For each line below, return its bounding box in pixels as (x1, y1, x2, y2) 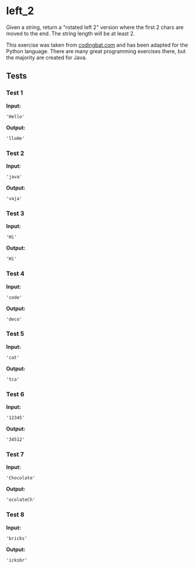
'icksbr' (6, 557, 28, 563)
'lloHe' (6, 135, 25, 141)
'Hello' (6, 113, 25, 119)
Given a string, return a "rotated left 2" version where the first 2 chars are (6, 24, 184, 31)
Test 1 (6, 89, 24, 97)
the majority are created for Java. (6, 54, 87, 61)
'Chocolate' (6, 475, 35, 481)
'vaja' (6, 195, 22, 201)
